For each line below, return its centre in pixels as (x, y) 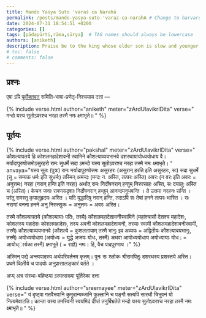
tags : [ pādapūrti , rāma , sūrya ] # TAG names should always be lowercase (100, 35)
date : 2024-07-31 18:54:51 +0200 (49, 23)
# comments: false (30, 57)
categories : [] (26, 29)
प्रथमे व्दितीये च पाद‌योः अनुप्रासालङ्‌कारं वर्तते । (50, 264)
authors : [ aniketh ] (31, 40)
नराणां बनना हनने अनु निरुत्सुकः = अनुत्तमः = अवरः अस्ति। (63, 205)
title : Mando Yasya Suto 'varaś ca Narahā (61, 12)
